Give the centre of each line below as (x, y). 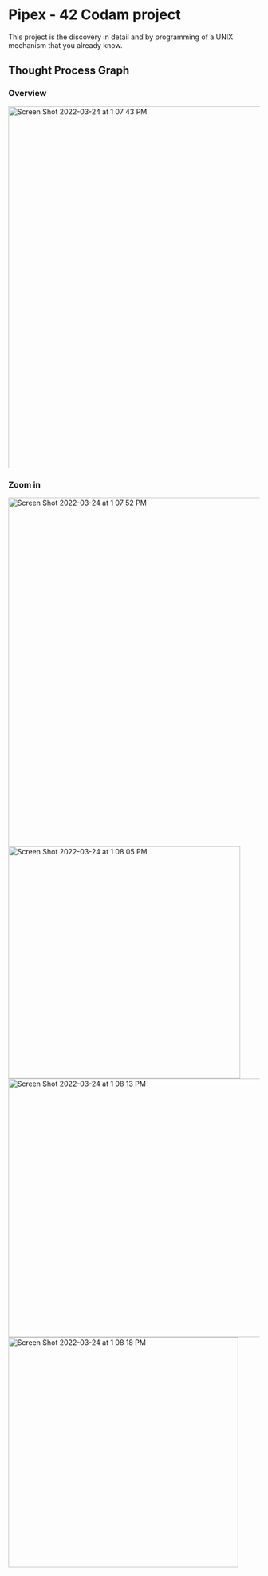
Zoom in (25, 484)
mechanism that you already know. (65, 45)
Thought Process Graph (69, 71)
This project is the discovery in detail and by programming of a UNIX (121, 37)
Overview (28, 94)
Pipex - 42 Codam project (95, 15)
